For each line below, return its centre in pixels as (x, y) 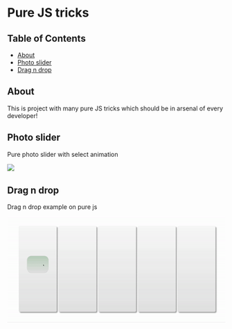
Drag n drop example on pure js (52, 207)
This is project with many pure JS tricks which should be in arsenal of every (115, 108)
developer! (23, 115)
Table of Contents (47, 39)
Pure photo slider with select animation (63, 154)
